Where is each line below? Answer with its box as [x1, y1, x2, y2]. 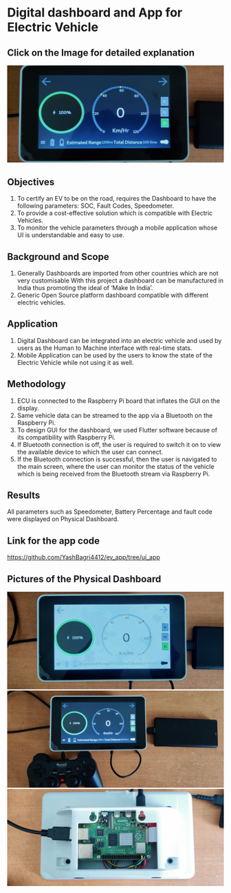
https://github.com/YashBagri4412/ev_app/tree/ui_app [7, 553, 160, 562]
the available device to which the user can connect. [16, 448, 164, 456]
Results [7, 489, 41, 501]
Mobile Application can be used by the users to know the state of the [16, 351, 213, 359]
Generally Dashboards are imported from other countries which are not [16, 269, 219, 278]
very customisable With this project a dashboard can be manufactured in [16, 276, 223, 285]
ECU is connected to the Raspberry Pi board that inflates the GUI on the [16, 397, 220, 405]
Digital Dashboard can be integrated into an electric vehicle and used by [16, 336, 222, 344]
